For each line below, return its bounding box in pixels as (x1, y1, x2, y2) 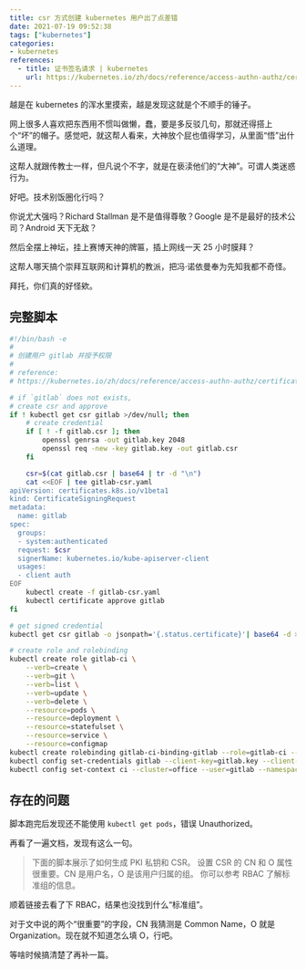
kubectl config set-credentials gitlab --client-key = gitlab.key (9, 756, 259, 766)
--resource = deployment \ (25, 714, 120, 724)
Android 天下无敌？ (25, 222, 97, 233)
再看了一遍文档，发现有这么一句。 (9, 838, 138, 849)
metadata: (9, 503, 47, 512)
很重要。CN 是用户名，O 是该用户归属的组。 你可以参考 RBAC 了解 (31, 869, 282, 880)
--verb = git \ (25, 672, 76, 681)
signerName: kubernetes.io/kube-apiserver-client (17, 554, 209, 563)
